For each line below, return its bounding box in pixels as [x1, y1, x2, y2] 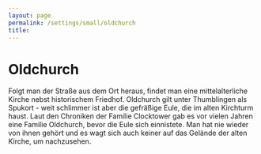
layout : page [8, 11, 51, 20]
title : [8, 26, 30, 34]
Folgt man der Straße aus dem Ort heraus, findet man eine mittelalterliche [8, 86, 248, 96]
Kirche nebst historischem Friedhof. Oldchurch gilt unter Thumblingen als [8, 95, 248, 104]
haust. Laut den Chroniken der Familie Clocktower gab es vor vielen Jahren [8, 111, 253, 121]
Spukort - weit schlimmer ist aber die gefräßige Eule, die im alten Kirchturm [8, 103, 254, 113]
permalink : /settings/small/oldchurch [8, 19, 136, 27]
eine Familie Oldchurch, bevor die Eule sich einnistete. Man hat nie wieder [8, 120, 249, 130]
